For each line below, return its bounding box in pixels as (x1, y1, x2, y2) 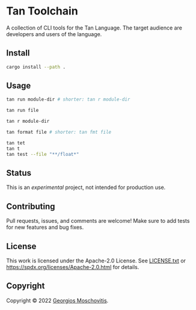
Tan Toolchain (6, 4, 78, 18)
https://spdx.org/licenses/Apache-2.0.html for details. (6, 264, 139, 270)
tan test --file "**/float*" (6, 151, 79, 157)
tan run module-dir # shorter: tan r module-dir (6, 96, 130, 103)
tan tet (6, 140, 26, 146)
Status (6, 167, 32, 178)
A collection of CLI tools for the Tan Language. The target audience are (6, 24, 182, 31)
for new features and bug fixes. (6, 224, 84, 231)
